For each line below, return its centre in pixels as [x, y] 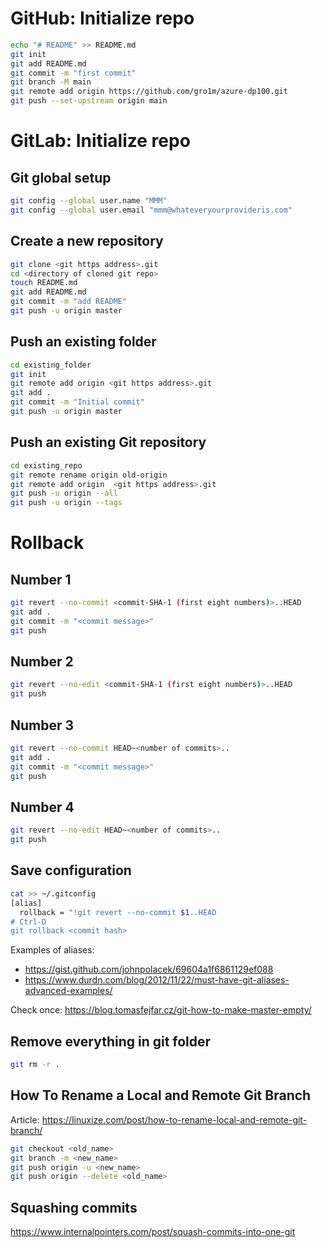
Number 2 [42, 662]
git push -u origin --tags [66, 503]
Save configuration [71, 870]
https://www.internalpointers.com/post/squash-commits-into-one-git [153, 1232]
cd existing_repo [46, 465]
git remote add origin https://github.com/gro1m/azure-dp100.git [149, 92]
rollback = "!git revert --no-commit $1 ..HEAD [118, 912]
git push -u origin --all [64, 493]
